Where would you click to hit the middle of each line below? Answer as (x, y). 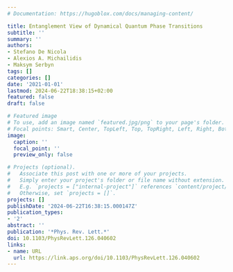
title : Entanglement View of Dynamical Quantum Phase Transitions (105, 26)
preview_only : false (43, 155)
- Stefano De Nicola (37, 52)
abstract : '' (26, 226)
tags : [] (20, 71)
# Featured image (32, 116)
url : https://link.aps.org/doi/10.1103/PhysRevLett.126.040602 (106, 257)
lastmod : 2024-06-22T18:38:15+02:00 (60, 91)
